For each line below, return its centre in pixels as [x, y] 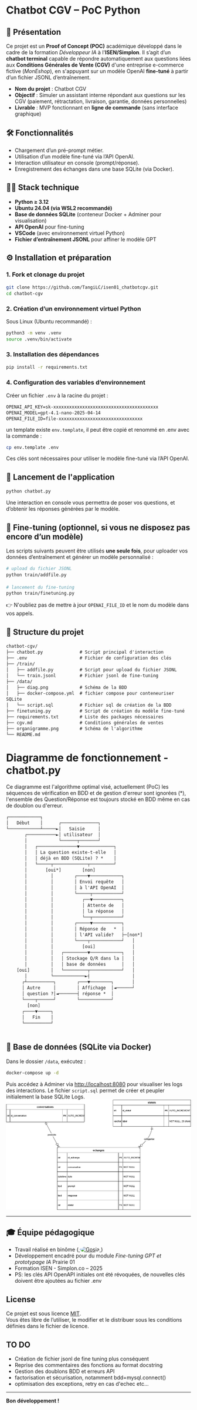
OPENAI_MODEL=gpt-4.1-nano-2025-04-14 [53, 413]
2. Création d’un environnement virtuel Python [74, 309]
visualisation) [30, 220]
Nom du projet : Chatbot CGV [50, 89]
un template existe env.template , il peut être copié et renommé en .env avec [98, 429]
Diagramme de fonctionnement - [87, 758]
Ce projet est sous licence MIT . [44, 1313]
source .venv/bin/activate [39, 339]
